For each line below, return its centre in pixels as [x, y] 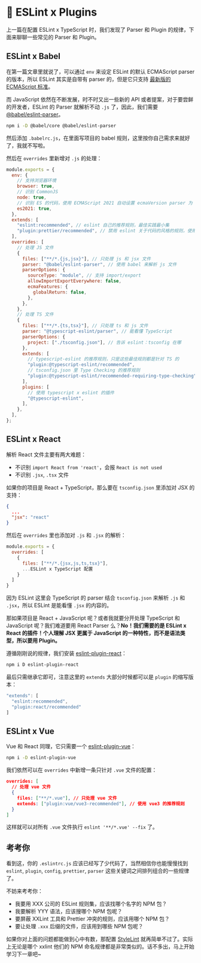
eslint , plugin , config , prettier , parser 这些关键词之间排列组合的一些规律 [98, 871]
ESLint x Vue [31, 731]
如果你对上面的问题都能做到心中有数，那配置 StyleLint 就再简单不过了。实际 [100, 939]
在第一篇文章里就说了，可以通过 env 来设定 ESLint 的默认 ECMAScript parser [100, 71]
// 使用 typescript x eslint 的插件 [71, 392]
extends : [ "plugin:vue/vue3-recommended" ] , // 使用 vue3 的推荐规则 [101, 803]
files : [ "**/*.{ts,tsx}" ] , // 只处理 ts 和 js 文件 [85, 326]
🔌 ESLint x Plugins [52, 12]
